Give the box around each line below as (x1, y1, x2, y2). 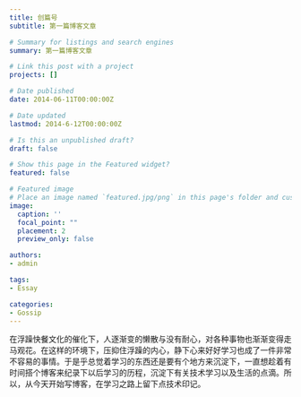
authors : (9, 251, 42, 260)
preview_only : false (17, 235, 94, 244)
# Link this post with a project (9, 62, 134, 72)
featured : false (9, 168, 70, 177)
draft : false (9, 144, 58, 153)
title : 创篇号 (9, 13, 58, 22)
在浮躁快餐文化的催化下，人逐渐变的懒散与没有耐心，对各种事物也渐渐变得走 (9, 333, 292, 345)
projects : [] (9, 71, 58, 80)
